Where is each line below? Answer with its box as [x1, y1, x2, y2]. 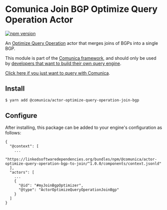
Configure [5, 111, 37, 120]
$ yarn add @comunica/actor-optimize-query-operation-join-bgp [5, 98, 140, 103]
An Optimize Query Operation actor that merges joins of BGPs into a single [5, 40, 159, 46]
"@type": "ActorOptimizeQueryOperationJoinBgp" [18, 188, 120, 193]
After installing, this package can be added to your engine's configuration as [5, 124, 163, 130]
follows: [5, 130, 21, 136]
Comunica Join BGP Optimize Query [5, 3, 158, 15]
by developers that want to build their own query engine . [5, 60, 122, 66]
